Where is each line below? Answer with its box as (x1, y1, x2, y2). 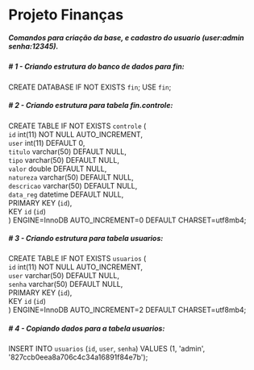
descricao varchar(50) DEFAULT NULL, (8, 181, 138, 190)
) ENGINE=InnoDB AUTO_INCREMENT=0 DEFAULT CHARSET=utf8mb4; (8, 215, 247, 225)
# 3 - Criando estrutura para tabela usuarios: (8, 234, 164, 243)
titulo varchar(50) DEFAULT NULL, (8, 147, 127, 156)
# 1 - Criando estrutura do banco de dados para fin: (8, 62, 185, 72)
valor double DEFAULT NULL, (8, 164, 107, 173)
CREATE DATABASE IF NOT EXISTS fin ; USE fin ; (8, 82, 172, 92)
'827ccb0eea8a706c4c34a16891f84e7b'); (8, 352, 148, 362)
